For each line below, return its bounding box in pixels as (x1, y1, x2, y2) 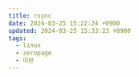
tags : (8, 34, 27, 43)
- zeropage (15, 49, 52, 57)
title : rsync (8, 11, 52, 20)
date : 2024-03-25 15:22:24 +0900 (8, 19, 121, 27)
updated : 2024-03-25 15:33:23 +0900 (8, 26, 131, 34)
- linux (15, 42, 42, 50)
